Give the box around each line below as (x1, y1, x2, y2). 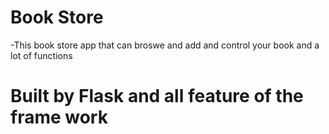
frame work (10, 106, 108, 129)
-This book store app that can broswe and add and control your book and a (10, 39, 320, 51)
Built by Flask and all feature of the (10, 85, 304, 108)
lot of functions (10, 49, 73, 61)
